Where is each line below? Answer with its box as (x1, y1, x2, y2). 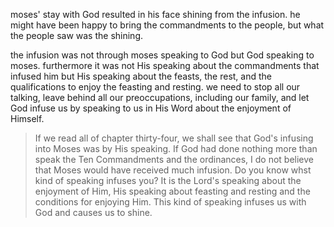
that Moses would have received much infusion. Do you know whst (34, 164, 312, 176)
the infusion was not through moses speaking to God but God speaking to (10, 49, 315, 61)
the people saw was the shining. (10, 30, 144, 41)
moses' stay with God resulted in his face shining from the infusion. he (10, 9, 301, 20)
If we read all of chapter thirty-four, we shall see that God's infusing (34, 132, 314, 144)
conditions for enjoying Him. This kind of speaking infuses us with (34, 196, 307, 208)
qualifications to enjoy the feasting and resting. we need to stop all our (10, 81, 301, 93)
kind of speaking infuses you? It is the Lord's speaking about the (34, 175, 302, 186)
